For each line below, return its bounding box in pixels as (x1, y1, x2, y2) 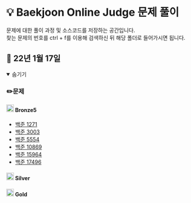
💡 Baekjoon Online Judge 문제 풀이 (6, 5, 180, 19)
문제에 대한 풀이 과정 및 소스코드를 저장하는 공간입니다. (6, 27, 135, 34)
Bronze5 (15, 107, 37, 114)
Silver (15, 175, 30, 182)
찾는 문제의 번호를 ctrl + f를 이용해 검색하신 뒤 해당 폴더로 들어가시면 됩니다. (6, 34, 186, 41)
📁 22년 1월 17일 (6, 54, 61, 64)
